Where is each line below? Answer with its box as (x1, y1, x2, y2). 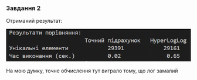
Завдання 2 (6, 4, 41, 12)
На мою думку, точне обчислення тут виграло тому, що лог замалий (6, 67, 178, 74)
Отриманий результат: (6, 18, 63, 25)
